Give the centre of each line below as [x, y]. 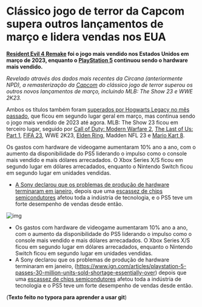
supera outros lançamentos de [85, 24]
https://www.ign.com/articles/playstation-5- [131, 266]
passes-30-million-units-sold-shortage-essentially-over [85, 272]
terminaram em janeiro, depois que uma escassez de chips [89, 191]
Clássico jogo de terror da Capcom [96, 11]
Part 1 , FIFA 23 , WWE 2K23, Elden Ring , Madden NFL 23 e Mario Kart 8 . [96, 135]
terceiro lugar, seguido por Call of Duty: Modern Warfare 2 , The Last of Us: [100, 129]
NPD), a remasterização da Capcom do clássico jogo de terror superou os [99, 85]
